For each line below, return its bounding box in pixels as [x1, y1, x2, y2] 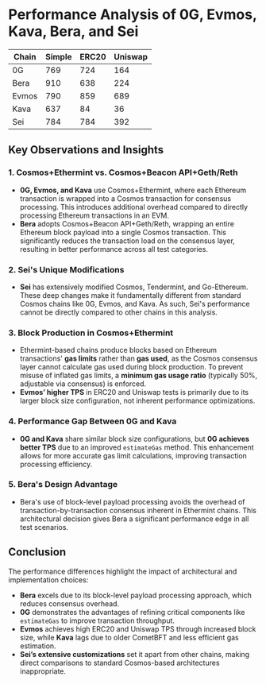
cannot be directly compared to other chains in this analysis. [19, 307, 218, 317]
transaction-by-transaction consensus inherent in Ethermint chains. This [19, 505, 256, 515]
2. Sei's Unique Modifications [8, 264, 125, 275]
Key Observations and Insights [8, 143, 164, 157]
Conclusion [8, 546, 67, 559]
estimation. [19, 641, 57, 651]
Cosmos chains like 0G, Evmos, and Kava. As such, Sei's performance [19, 299, 250, 308]
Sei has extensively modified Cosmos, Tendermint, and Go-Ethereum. [19, 282, 249, 292]
